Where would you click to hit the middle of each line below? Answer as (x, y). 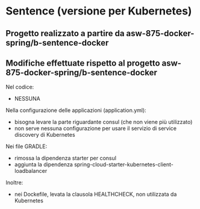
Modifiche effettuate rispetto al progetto (83, 63)
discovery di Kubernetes (45, 135)
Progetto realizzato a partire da (65, 33)
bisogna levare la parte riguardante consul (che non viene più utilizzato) (103, 122)
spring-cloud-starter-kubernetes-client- (124, 164)
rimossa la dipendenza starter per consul (65, 158)
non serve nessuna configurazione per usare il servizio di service (95, 128)
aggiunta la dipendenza (43, 164)
